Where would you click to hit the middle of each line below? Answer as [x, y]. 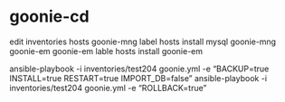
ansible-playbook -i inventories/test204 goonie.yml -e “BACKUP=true [139, 69]
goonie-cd [49, 17]
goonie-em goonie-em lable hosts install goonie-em [106, 51]
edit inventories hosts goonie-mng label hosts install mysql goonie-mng [143, 42]
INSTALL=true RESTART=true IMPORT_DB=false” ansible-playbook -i [138, 78]
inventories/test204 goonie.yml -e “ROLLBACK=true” [108, 88]
